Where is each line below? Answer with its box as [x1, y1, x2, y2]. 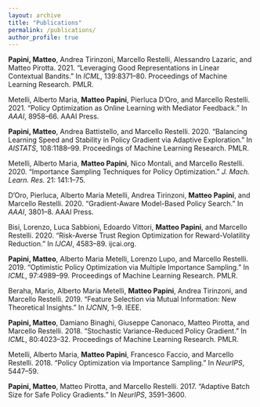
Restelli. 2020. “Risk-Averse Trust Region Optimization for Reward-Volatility [8, 231, 251, 240]
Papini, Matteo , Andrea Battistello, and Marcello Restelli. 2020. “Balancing [8, 127, 247, 136]
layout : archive [8, 11, 61, 20]
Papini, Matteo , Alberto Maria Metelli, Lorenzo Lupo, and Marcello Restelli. [8, 254, 248, 263]
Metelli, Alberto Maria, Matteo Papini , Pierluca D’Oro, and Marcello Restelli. [8, 95, 251, 104]
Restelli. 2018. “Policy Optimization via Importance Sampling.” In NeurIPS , [8, 358, 245, 368]
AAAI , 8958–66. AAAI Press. [8, 111, 99, 122]
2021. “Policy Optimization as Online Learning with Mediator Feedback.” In [8, 104, 248, 113]
